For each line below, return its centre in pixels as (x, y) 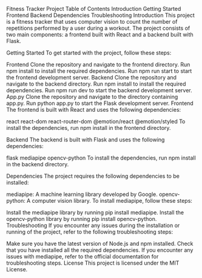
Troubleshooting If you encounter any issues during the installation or (93, 225)
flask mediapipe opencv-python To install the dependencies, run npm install (101, 158)
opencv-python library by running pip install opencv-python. (82, 219)
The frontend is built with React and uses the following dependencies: (94, 110)
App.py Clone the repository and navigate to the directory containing (92, 97)
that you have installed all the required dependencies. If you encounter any (100, 250)
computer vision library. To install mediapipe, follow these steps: (112, 201)
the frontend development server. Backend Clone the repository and (92, 77)
